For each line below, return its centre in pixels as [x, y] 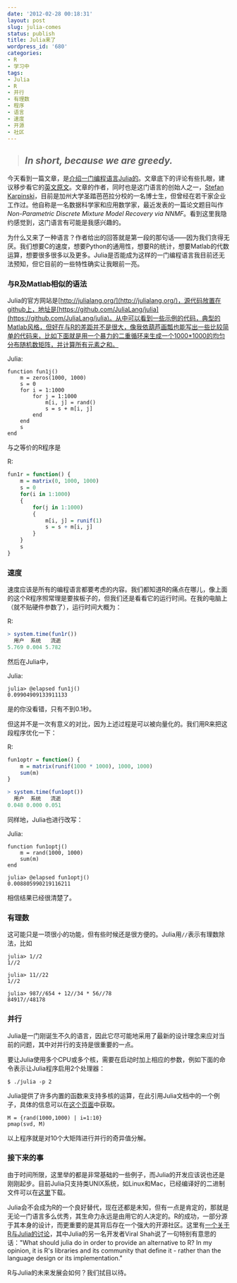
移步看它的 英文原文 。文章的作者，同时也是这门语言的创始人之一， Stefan [119, 187]
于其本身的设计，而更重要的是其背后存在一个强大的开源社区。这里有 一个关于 [119, 1224]
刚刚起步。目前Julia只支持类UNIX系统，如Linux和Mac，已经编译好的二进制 [116, 1183]
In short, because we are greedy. [98, 161]
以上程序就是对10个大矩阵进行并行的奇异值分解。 [79, 1138]
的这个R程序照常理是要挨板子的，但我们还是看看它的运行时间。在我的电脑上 [117, 598]
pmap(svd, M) [26, 1124]
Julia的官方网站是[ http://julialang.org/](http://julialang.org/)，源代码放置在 [114, 301]
